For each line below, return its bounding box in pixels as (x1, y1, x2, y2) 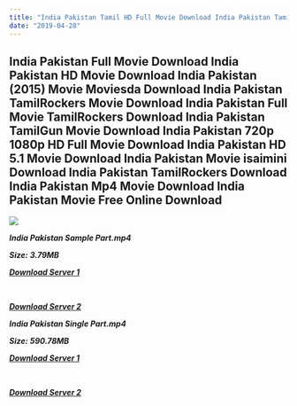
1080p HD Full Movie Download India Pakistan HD (9, 137, 286, 152)
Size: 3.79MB (9, 250, 60, 261)
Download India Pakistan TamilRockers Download (9, 165, 287, 180)
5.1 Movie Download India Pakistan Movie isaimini (9, 151, 287, 166)
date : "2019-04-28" (9, 21, 81, 30)
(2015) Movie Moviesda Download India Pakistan (9, 82, 283, 97)
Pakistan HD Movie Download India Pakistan (9, 67, 258, 82)
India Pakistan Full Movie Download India (9, 54, 240, 69)
